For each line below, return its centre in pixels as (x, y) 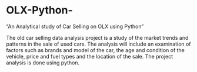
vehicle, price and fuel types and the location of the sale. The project (90, 56)
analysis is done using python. (43, 63)
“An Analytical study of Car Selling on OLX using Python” (75, 26)
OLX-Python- (39, 10)
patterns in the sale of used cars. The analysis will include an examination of (98, 44)
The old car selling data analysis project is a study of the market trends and (97, 37)
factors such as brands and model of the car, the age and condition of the (96, 50)
